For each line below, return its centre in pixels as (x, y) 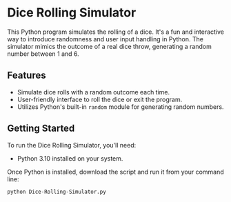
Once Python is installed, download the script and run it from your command (115, 172)
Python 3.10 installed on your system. (70, 158)
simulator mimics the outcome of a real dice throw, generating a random (109, 46)
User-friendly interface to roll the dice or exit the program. (100, 99)
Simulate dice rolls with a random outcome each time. (93, 92)
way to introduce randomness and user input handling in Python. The (105, 39)
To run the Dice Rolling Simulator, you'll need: (72, 145)
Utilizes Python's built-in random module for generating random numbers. (120, 107)
